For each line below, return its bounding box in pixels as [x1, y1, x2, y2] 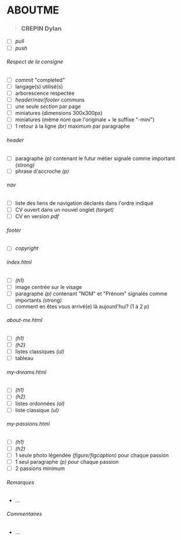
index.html [6, 259, 32, 266]
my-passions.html [6, 420, 50, 427]
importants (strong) [15, 297, 62, 304]
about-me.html [6, 317, 43, 324]
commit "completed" [15, 76, 65, 83]
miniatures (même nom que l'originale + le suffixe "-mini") [15, 116, 155, 123]
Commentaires [6, 510, 43, 517]
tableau [15, 355, 34, 362]
